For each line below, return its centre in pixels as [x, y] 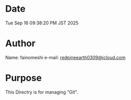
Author [20, 43]
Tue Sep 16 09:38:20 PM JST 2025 [42, 23]
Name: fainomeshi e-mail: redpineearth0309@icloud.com [65, 57]
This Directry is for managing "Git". [42, 92]
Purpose [24, 78]
